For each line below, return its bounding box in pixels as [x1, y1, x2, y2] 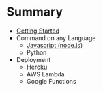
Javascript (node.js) [26, 41, 83, 49]
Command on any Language [16, 33, 96, 42]
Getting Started [16, 27, 59, 35]
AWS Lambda [26, 70, 65, 78]
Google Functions [26, 77, 76, 85]
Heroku [26, 63, 48, 71]
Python [26, 48, 47, 57]
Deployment [16, 55, 51, 63]
